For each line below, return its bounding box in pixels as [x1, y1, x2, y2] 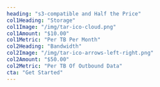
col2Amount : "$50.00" [6, 56, 70, 63]
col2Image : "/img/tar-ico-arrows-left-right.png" [6, 50, 154, 57]
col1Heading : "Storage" [6, 17, 76, 24]
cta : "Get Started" [6, 69, 64, 76]
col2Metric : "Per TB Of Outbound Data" [6, 62, 123, 69]
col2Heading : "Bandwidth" [6, 43, 82, 50]
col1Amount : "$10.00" [6, 29, 70, 37]
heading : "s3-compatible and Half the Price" [6, 10, 141, 18]
